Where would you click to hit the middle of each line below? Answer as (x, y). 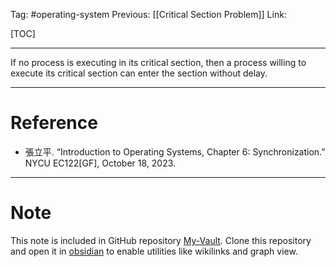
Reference (54, 123)
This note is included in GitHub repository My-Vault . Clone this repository (161, 240)
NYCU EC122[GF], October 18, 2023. (100, 163)
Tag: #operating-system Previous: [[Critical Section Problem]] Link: (148, 14)
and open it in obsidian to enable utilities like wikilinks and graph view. (154, 251)
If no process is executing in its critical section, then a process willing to (158, 62)
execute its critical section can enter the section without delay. (139, 73)
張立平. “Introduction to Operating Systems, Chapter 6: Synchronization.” (175, 151)
